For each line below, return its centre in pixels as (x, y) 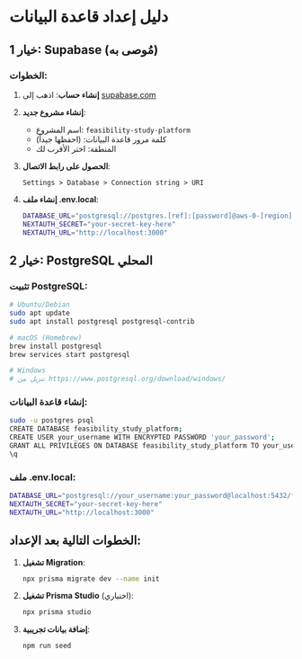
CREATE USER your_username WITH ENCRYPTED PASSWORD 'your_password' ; (142, 438)
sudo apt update (40, 313)
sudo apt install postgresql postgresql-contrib (102, 321)
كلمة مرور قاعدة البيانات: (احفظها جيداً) (101, 139)
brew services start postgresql (70, 354)
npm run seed (47, 646)
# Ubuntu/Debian (40, 305)
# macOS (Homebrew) (46, 338)
